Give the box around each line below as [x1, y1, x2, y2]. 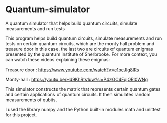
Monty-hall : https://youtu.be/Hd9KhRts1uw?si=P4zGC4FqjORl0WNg [5, 76, 148, 82]
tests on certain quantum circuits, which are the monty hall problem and [5, 40, 155, 46]
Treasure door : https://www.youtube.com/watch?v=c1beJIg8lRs [5, 67, 139, 73]
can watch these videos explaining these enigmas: [5, 56, 110, 63]
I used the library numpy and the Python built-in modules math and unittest [5, 106, 161, 112]
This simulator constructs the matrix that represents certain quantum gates [5, 86, 161, 92]
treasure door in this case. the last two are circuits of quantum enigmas [5, 46, 153, 52]
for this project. [5, 112, 37, 118]
